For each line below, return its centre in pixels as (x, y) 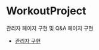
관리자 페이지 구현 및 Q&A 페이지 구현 (50, 28)
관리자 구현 (28, 40)
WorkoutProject (46, 11)
